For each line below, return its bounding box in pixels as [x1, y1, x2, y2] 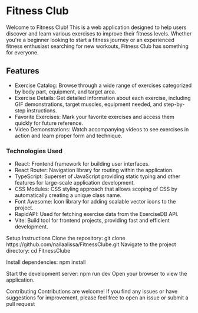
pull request [6, 301, 35, 308]
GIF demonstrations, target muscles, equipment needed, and [14, 101, 163, 108]
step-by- [163, 101, 185, 108]
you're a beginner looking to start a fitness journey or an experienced [6, 36, 175, 43]
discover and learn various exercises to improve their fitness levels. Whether [6, 30, 192, 37]
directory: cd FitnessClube [6, 247, 71, 254]
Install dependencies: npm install [6, 259, 86, 266]
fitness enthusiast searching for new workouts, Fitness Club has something [6, 43, 189, 50]
